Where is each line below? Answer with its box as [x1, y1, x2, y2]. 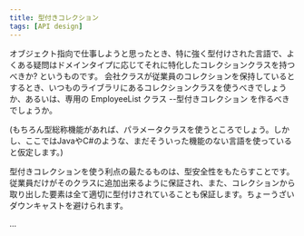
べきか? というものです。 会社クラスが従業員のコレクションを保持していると [9, 70, 295, 82]
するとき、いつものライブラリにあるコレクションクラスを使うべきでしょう [9, 82, 288, 93]
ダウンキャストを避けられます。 [9, 200, 129, 211]
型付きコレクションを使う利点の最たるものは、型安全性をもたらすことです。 [9, 165, 295, 177]
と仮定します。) [9, 146, 64, 157]
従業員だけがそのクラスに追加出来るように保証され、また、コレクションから [9, 177, 296, 188]
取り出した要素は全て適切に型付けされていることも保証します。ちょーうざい [9, 188, 295, 200]
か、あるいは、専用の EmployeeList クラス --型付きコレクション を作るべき [9, 93, 290, 104]
